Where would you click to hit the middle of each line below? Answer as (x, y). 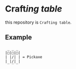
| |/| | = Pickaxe (24, 57)
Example (19, 37)
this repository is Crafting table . (38, 22)
